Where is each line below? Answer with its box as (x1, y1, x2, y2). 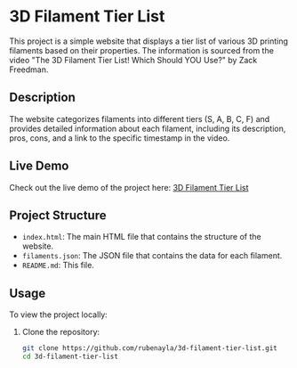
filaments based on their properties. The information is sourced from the (9, 45, 274, 55)
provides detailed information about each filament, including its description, (9, 123, 286, 134)
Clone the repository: (21, 327, 100, 338)
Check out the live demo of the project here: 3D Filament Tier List (9, 182, 249, 192)
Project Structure (9, 208, 107, 223)
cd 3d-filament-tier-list (21, 352, 118, 362)
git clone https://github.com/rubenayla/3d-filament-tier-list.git (21, 344, 277, 353)
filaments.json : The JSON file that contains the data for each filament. (21, 250, 283, 261)
